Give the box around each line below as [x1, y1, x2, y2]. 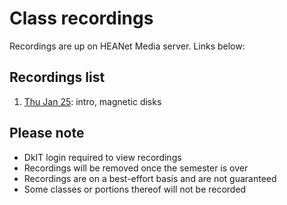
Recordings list [9, 69, 106, 86]
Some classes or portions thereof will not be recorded [23, 183, 247, 195]
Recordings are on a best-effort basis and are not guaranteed [23, 172, 277, 184]
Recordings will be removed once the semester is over [23, 162, 249, 174]
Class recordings [9, 7, 154, 30]
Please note [9, 125, 85, 142]
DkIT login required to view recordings [23, 151, 182, 163]
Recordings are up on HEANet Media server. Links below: [9, 40, 246, 52]
